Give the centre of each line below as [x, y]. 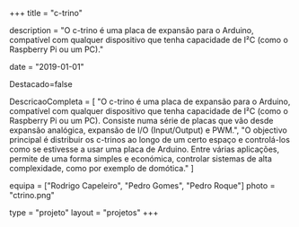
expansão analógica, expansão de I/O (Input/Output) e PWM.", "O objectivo [148, 130]
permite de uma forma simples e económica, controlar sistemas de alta [141, 159]
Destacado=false [41, 84]
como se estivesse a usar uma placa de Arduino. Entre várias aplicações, [145, 149]
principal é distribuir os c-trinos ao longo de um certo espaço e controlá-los [149, 140]
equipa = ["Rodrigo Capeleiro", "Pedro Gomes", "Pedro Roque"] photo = [142, 186]
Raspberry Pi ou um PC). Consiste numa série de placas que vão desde [141, 121]
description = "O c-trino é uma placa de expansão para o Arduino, [132, 30]
